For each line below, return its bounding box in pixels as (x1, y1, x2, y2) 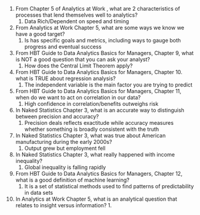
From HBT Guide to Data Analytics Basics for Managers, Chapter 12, (15, 170, 183, 177)
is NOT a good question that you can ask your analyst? (15, 56, 150, 63)
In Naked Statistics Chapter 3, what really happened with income (15, 151, 175, 158)
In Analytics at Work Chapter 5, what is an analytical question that (15, 195, 178, 202)
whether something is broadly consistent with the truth (24, 125, 159, 133)
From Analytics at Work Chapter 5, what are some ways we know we (15, 24, 184, 31)
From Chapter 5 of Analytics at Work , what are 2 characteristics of (15, 5, 180, 12)
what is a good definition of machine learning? (15, 176, 130, 183)
